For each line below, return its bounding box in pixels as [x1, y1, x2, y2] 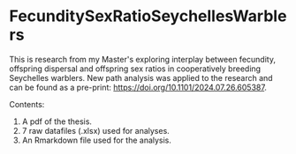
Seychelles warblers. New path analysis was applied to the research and [9, 72, 273, 83]
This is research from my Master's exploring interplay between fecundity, [9, 54, 277, 64]
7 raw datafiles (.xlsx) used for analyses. [21, 125, 170, 136]
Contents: [9, 99, 45, 109]
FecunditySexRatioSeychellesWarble [9, 6, 287, 26]
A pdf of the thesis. [21, 116, 93, 127]
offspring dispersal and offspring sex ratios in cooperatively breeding [9, 63, 262, 74]
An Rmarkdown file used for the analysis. [21, 135, 172, 145]
